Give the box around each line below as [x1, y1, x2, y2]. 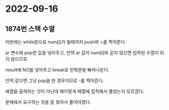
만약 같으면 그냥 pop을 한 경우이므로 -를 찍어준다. [5, 78, 104, 84]
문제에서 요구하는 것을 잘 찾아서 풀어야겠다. [5, 99, 91, 105]
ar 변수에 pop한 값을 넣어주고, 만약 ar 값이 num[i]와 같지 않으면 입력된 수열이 [5, 50, 159, 56]
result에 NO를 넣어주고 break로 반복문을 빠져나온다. [5, 67, 110, 72]
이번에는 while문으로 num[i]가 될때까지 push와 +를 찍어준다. [5, 39, 127, 45]
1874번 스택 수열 [5, 24, 55, 33]
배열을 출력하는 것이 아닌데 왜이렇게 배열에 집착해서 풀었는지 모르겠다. [5, 88, 144, 94]
